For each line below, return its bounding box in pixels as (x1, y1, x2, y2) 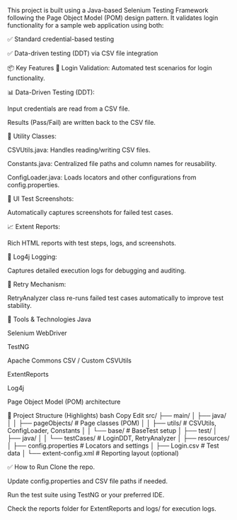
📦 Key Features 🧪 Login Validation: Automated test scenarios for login (7, 64, 212, 72)
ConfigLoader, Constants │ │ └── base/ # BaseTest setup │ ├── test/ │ (7, 426, 218, 435)
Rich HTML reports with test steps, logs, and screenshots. (7, 239, 177, 247)
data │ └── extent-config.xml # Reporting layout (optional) (7, 449, 179, 457)
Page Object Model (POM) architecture (7, 397, 121, 406)
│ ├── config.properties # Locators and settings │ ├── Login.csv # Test (7, 441, 219, 450)
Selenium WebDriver (7, 329, 67, 337)
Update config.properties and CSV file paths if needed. (7, 477, 168, 485)
